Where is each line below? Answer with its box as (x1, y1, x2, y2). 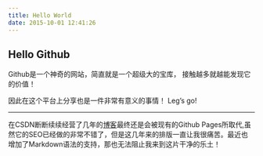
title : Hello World (8, 11, 72, 20)
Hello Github (8, 48, 70, 61)
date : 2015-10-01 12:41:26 (8, 19, 96, 27)
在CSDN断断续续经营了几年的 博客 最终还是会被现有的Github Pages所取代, (8, 120, 245, 129)
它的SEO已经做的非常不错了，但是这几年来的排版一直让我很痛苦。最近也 (14, 130, 249, 140)
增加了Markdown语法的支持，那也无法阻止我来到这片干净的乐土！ (8, 140, 221, 149)
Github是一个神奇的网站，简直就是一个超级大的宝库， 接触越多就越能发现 (8, 70, 244, 79)
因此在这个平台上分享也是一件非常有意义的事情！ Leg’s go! (8, 96, 197, 106)
